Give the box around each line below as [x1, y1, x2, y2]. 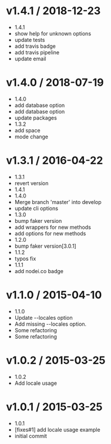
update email [14, 55, 46, 62]
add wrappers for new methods [14, 223, 91, 231]
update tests [14, 36, 45, 43]
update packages [14, 114, 57, 121]
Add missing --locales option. [14, 320, 87, 328]
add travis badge [14, 43, 56, 50]
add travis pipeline [14, 48, 60, 56]
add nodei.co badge [14, 267, 63, 274]
